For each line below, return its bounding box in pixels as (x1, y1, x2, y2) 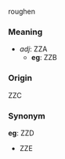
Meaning (8, 26, 43, 37)
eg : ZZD (8, 128, 34, 138)
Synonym (8, 110, 45, 121)
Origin (8, 73, 33, 84)
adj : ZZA (19, 44, 48, 54)
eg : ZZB (31, 53, 57, 62)
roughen (8, 7, 36, 16)
